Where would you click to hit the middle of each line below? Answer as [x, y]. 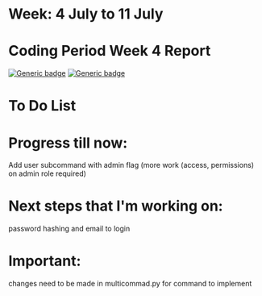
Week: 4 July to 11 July [86, 14]
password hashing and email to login [69, 229]
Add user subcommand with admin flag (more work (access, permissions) [131, 165]
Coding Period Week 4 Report [110, 51]
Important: [45, 261]
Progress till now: [68, 143]
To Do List [42, 106]
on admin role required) [48, 173]
